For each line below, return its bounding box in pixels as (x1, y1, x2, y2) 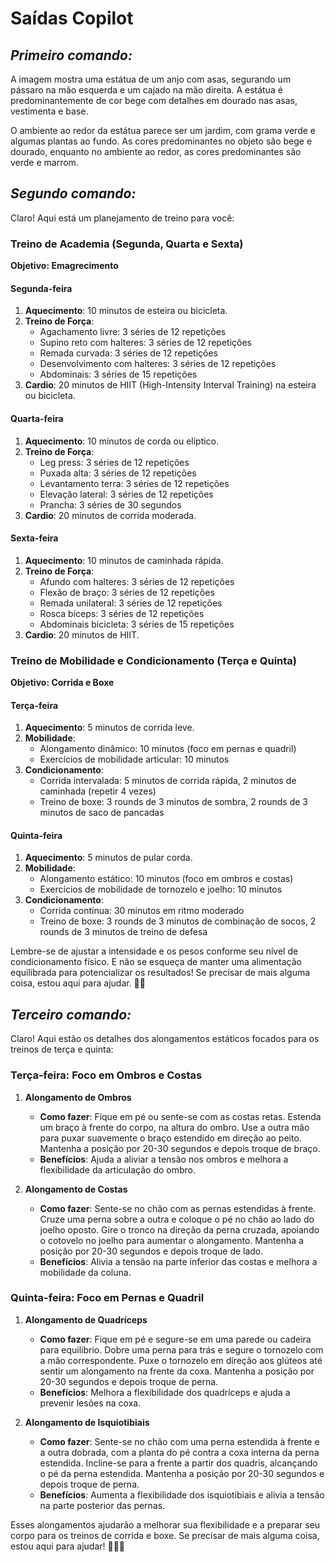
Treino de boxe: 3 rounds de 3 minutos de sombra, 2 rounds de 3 (39, 796, 308, 808)
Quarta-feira (10, 412, 64, 424)
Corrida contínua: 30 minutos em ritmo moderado (39, 905, 245, 917)
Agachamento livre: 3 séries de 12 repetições (39, 326, 227, 338)
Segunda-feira (10, 282, 73, 294)
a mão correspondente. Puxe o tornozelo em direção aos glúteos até (39, 1354, 323, 1366)
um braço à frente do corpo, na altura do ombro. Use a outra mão (39, 1121, 310, 1133)
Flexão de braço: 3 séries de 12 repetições (39, 586, 215, 598)
